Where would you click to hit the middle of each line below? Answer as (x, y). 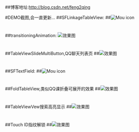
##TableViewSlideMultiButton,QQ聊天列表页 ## (52, 54)
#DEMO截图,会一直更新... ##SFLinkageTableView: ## (58, 18)
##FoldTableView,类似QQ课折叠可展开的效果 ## (53, 89)
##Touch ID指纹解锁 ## (29, 125)
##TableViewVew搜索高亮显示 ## (38, 107)
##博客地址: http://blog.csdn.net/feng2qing (48, 7)
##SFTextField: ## (24, 71)
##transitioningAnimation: (31, 36)
